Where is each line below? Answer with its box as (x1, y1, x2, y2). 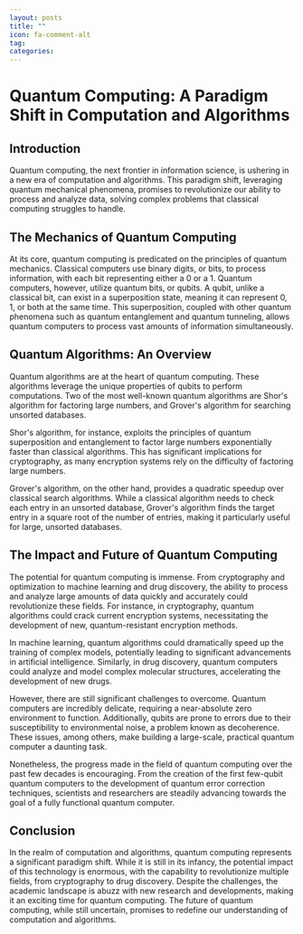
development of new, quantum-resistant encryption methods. (9, 619, 238, 630)
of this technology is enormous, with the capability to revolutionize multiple (9, 866, 289, 877)
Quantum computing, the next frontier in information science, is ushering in (9, 165, 289, 176)
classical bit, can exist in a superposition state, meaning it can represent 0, (9, 291, 288, 303)
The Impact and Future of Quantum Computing (9, 548, 279, 563)
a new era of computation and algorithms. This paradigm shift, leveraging (9, 175, 283, 185)
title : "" (9, 22, 47, 31)
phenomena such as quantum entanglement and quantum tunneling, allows (9, 311, 290, 322)
